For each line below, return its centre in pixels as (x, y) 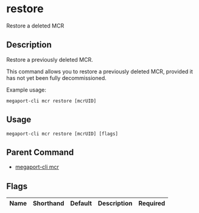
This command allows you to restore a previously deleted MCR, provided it (100, 71)
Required (152, 203)
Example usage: (26, 90)
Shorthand (48, 203)
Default (81, 203)
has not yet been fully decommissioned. (56, 78)
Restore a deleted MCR (35, 26)
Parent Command (40, 152)
